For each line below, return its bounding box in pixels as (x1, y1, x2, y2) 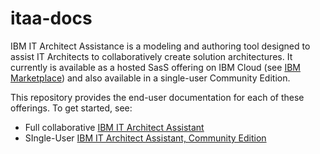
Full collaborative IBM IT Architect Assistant (24, 121, 205, 133)
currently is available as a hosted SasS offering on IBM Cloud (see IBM (10, 61, 301, 73)
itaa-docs (10, 7, 93, 30)
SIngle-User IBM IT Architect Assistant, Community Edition (24, 132, 267, 144)
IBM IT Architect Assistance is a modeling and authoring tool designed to (10, 40, 311, 52)
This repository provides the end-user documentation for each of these (10, 91, 305, 103)
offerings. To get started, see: (10, 102, 133, 114)
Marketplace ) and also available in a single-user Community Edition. (10, 72, 291, 84)
